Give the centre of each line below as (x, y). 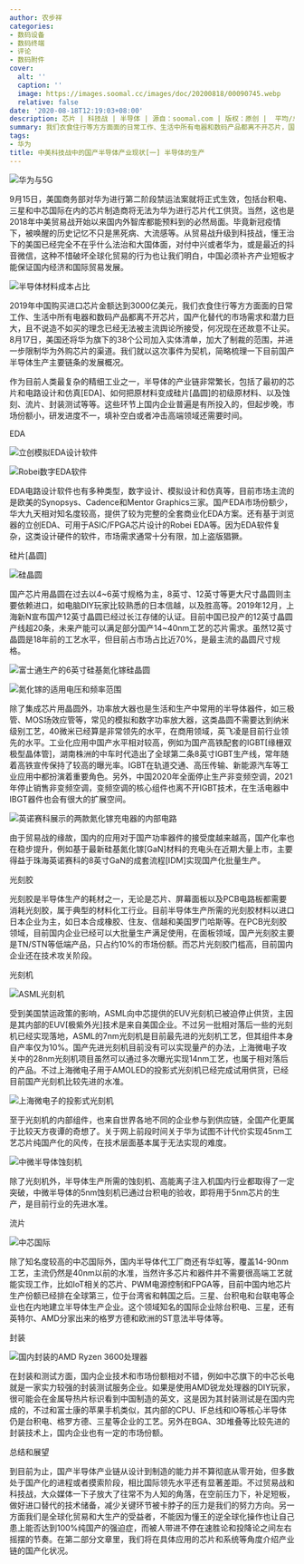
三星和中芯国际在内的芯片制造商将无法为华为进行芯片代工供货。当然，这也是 (152, 210)
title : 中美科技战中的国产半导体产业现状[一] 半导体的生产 (107, 152)
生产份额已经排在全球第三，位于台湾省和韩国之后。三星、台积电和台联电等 (148, 1295)
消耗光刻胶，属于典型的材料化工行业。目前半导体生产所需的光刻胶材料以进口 (152, 910)
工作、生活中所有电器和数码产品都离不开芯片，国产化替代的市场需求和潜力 (148, 316)
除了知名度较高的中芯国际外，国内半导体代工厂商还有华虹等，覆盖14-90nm (149, 1261)
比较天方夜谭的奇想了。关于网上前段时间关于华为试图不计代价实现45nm (151, 1131)
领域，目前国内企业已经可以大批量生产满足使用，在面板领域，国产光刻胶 (144, 933)
